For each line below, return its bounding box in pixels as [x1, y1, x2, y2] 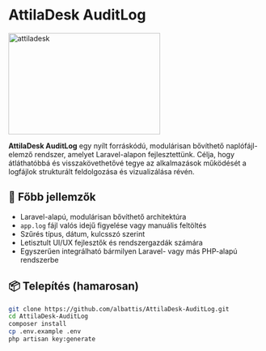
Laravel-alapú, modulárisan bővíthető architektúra [19, 212, 187, 221]
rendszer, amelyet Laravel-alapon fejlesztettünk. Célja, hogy [34, 149, 235, 159]
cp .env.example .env [8, 327, 82, 336]
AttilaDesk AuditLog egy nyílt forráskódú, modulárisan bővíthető [8, 140, 225, 151]
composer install [8, 320, 67, 328]
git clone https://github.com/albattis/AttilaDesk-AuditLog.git [8, 305, 230, 313]
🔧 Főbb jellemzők [8, 190, 96, 204]
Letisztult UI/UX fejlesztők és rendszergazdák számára [19, 238, 204, 247]
